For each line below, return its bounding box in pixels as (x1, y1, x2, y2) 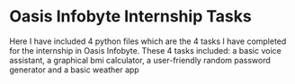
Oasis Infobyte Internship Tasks (9, 6, 252, 27)
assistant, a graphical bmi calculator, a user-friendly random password (9, 55, 272, 65)
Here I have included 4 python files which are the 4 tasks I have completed (9, 36, 287, 46)
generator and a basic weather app (9, 64, 139, 75)
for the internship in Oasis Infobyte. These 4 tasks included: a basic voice (9, 45, 282, 55)
